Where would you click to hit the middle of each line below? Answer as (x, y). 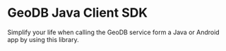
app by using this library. (43, 39)
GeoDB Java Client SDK (78, 13)
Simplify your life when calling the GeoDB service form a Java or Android (114, 32)
